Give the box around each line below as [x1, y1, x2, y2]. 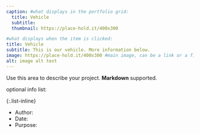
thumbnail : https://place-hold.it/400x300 [11, 25, 118, 31]
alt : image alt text [6, 58, 58, 64]
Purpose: [14, 121, 37, 128]
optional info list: [6, 85, 47, 92]
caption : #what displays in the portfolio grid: [6, 8, 129, 15]
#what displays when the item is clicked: [6, 36, 113, 42]
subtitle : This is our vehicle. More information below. [6, 47, 151, 53]
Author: [14, 109, 34, 116]
